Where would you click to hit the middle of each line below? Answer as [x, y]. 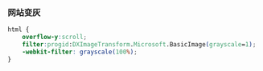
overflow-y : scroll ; [55, 37]
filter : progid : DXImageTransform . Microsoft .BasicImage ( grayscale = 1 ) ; [139, 45]
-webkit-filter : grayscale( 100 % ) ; [80, 52]
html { [18, 30]
